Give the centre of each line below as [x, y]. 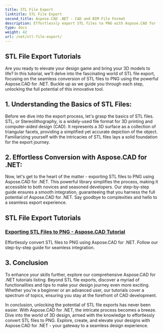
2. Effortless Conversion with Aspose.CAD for [76, 157]
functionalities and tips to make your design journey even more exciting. [77, 285]
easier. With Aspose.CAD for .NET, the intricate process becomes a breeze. [81, 310]
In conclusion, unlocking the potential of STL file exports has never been [78, 305]
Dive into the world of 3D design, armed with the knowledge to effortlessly [80, 315]
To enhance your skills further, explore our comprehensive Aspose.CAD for [81, 274]
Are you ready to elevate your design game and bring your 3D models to [78, 68]
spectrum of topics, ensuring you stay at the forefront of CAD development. [81, 295]
